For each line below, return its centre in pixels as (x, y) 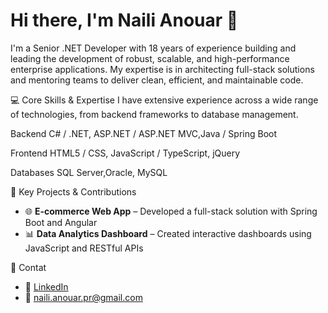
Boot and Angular (61, 222)
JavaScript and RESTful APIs (84, 248)
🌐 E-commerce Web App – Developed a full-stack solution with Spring (171, 211)
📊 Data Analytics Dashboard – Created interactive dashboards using (168, 233)
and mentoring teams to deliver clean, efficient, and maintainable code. (157, 80)
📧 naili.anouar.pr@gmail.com (83, 297)
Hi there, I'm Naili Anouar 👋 (124, 20)
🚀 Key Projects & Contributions (73, 191)
